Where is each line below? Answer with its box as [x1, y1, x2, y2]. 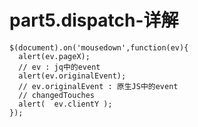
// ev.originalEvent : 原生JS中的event [18, 81, 179, 91]
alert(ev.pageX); [18, 51, 91, 61]
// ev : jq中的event [18, 62, 101, 72]
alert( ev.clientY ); [18, 99, 113, 109]
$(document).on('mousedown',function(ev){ [9, 42, 189, 53]
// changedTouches [18, 90, 96, 100]
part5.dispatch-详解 [9, 9, 179, 32]
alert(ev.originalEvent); [18, 71, 127, 81]
